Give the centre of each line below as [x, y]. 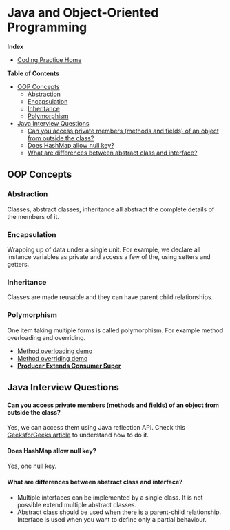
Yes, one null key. [32, 466]
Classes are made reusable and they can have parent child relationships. [110, 297]
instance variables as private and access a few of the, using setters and [109, 256]
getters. [18, 264]
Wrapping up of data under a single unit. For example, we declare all [104, 249]
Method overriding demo [52, 358]
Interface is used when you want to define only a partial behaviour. [112, 519]
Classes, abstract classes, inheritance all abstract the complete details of [111, 209]
